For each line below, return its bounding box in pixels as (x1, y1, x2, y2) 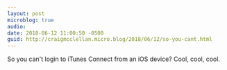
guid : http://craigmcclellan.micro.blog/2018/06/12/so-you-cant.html (7, 36, 213, 43)
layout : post (7, 10, 45, 17)
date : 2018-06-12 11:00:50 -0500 (7, 29, 104, 37)
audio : (7, 23, 26, 30)
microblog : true (7, 17, 54, 24)
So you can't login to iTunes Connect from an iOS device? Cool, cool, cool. (7, 55, 221, 63)
